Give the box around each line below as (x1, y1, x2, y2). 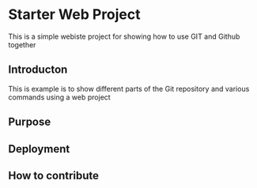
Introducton (8, 63, 68, 77)
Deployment (8, 142, 70, 156)
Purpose (8, 115, 51, 129)
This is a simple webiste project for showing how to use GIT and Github (8, 32, 240, 41)
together (8, 39, 36, 49)
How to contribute (8, 168, 100, 182)
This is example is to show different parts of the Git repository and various (8, 84, 250, 93)
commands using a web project (8, 92, 111, 102)
